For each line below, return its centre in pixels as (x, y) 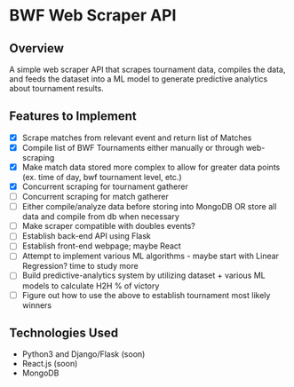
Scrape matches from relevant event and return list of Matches (137, 138)
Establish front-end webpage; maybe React (102, 246)
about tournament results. (56, 88)
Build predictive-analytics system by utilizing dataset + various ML (143, 275)
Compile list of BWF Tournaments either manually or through (133, 147)
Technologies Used (64, 332)
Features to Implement (73, 116)
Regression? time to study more (80, 266)
